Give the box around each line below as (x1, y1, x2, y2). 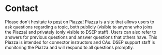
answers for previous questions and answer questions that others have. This (5, 34, 158, 40)
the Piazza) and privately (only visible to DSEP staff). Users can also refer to (5, 29, 156, 35)
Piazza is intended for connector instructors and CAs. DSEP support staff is (5, 39, 155, 45)
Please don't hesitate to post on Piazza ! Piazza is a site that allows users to (5, 19, 155, 25)
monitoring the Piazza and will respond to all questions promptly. (5, 44, 134, 50)
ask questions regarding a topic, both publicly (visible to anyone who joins (5, 24, 153, 29)
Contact (5, 3, 38, 14)
